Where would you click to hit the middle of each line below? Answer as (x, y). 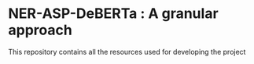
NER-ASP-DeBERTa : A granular (113, 14)
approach (40, 30)
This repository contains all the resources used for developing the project (127, 52)
